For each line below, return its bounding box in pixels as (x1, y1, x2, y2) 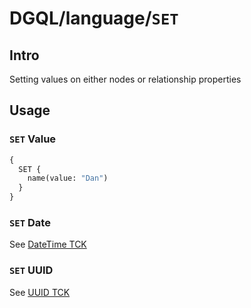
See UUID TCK (9, 286, 71, 298)
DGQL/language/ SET (9, 7, 179, 30)
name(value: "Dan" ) (27, 173, 109, 184)
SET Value (9, 132, 57, 146)
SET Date (9, 215, 51, 229)
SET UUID (9, 263, 54, 277)
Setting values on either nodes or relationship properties (9, 73, 242, 85)
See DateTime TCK (9, 238, 87, 251)
